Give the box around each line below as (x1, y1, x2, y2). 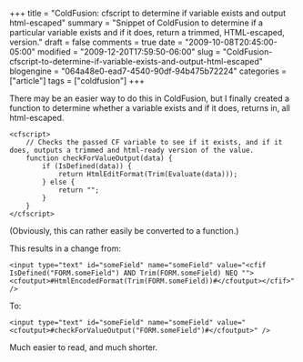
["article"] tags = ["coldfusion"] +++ (9, 75, 146, 85)
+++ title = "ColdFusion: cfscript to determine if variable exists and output (9, 8, 287, 18)
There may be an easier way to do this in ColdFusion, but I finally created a (9, 93, 289, 104)
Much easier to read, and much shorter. (9, 342, 157, 353)
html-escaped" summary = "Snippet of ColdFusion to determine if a (9, 17, 264, 28)
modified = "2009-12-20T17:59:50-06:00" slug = (37, 46, 221, 57)
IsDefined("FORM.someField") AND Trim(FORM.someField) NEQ (9, 268, 238, 277)
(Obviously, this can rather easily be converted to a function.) (9, 226, 239, 236)
